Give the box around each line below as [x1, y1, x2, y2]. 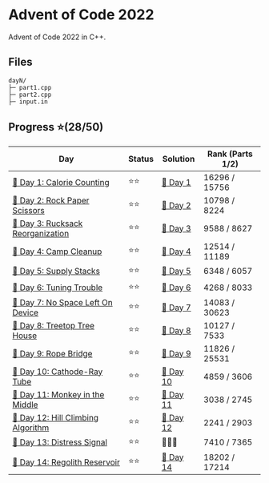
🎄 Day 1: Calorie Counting [12, 176, 110, 187]
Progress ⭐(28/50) [8, 120, 104, 134]
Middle [12, 399, 38, 410]
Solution [162, 153, 195, 164]
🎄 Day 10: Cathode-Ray [12, 366, 103, 377]
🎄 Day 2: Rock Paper [12, 195, 90, 206]
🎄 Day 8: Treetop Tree [12, 320, 94, 331]
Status [127, 153, 155, 164]
